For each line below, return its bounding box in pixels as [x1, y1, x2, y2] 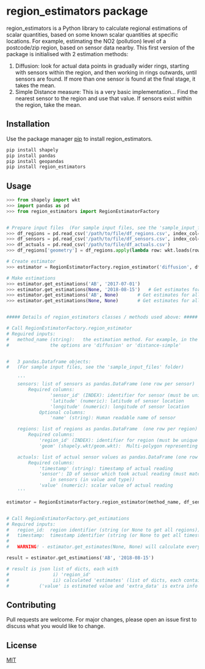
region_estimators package [6, 4, 148, 18]
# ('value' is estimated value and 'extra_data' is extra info [6, 583, 198, 589]
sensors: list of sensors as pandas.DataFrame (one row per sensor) [17, 381, 195, 387]
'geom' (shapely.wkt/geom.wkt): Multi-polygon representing [38, 443, 198, 449]
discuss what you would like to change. [6, 623, 106, 630]
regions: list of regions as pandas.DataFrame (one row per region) [17, 426, 198, 432]
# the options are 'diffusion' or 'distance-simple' [6, 342, 182, 349]
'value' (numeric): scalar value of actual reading [38, 482, 173, 489]
